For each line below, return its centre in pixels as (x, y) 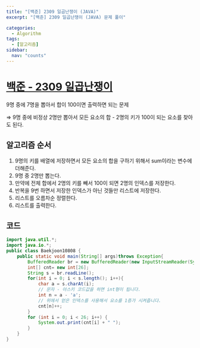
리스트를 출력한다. (35, 205)
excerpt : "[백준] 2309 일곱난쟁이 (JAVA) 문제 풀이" (66, 17)
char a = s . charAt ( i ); (66, 284)
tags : (13, 39)
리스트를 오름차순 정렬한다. (46, 197)
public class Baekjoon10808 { (44, 251)
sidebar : (17, 50)
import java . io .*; (29, 245)
